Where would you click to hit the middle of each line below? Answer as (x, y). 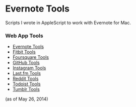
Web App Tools (24, 36)
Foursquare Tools (31, 57)
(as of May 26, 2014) (27, 99)
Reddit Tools (25, 79)
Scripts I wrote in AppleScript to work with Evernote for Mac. (68, 23)
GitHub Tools (26, 63)
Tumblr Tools (26, 89)
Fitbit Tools (24, 52)
